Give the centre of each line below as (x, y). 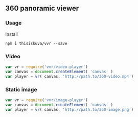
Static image (21, 89)
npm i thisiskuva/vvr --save (36, 43)
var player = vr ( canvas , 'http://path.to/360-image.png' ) (70, 109)
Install (11, 34)
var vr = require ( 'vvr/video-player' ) (47, 67)
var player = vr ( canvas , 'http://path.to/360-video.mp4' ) (70, 76)
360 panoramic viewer (42, 8)
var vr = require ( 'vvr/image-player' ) (47, 100)
